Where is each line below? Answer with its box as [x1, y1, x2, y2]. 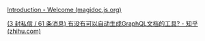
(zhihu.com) [7, 27, 41, 35]
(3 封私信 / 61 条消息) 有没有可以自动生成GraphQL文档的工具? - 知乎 [7, 19, 198, 28]
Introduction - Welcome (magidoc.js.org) [7, 6, 122, 13]
